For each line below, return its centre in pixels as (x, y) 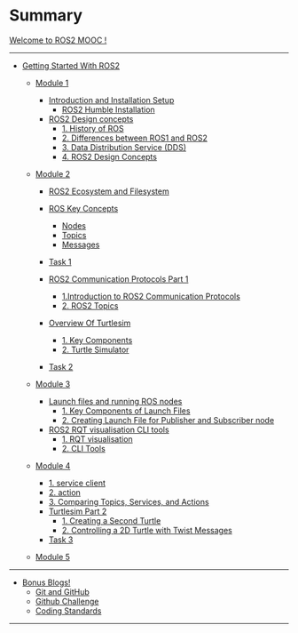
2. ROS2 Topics (90, 305)
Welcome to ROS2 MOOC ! (58, 40)
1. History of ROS (93, 128)
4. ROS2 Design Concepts (110, 156)
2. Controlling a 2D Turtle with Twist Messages (147, 530)
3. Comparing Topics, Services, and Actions (129, 501)
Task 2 (61, 366)
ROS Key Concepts (83, 208)
